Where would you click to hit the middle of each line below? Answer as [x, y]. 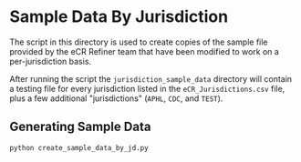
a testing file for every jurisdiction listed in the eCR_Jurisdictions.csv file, [147, 88]
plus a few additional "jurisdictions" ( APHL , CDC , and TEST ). [116, 98]
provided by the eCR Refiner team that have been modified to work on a [145, 51]
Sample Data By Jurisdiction [119, 17]
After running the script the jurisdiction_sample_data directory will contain [151, 78]
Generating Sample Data [80, 127]
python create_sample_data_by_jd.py [79, 147]
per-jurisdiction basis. [51, 61]
